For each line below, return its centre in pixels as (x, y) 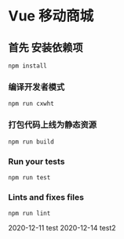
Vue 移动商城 (51, 16)
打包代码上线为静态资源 (52, 125)
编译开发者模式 (36, 87)
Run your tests (36, 161)
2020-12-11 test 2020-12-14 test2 (62, 228)
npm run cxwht (31, 104)
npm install (27, 66)
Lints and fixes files (46, 197)
